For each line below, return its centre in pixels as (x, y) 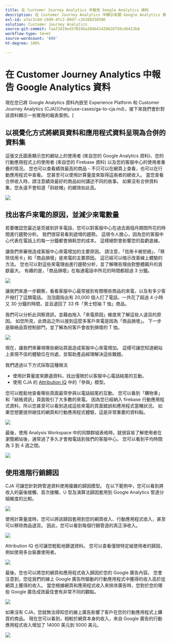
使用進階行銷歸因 (32, 473)
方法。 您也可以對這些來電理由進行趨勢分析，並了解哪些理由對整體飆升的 (82, 264)
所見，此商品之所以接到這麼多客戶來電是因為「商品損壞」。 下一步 (93, 321)
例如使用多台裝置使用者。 (32, 552)
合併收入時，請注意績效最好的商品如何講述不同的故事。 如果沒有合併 (77, 181)
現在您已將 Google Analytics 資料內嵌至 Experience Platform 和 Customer (82, 102)
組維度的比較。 (21, 499)
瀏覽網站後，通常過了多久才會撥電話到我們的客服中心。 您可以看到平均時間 (84, 439)
